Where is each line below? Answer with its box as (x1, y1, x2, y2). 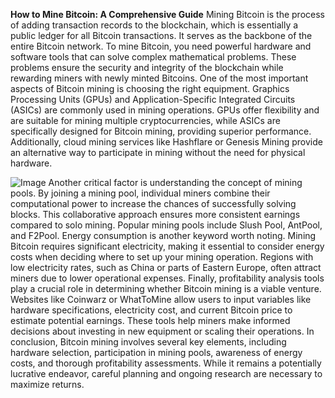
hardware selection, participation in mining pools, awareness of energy (10, 347, 303, 358)
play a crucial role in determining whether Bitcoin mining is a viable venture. (10, 283, 322, 294)
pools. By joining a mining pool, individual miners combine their (10, 187, 271, 199)
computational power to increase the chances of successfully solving (10, 198, 297, 209)
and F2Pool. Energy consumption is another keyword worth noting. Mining (10, 230, 317, 241)
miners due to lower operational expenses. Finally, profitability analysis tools (10, 272, 325, 284)
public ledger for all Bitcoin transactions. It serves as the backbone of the (10, 30, 313, 41)
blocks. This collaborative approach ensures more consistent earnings (10, 209, 301, 220)
